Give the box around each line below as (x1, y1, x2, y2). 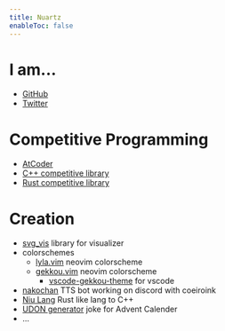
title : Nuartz (9, 12, 62, 22)
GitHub (21, 89, 49, 99)
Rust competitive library (21, 177, 109, 188)
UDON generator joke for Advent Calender (21, 303, 178, 315)
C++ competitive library (21, 168, 109, 178)
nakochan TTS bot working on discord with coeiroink (21, 285, 216, 296)
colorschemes (21, 248, 75, 258)
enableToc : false (9, 21, 74, 30)
